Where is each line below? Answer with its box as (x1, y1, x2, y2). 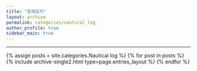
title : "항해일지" (6, 8, 46, 15)
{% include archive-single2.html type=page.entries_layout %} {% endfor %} (6, 58, 191, 65)
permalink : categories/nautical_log (6, 19, 96, 25)
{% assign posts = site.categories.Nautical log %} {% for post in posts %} (6, 52, 185, 59)
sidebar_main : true (6, 31, 54, 36)
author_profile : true (6, 25, 59, 31)
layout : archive (6, 14, 46, 20)
